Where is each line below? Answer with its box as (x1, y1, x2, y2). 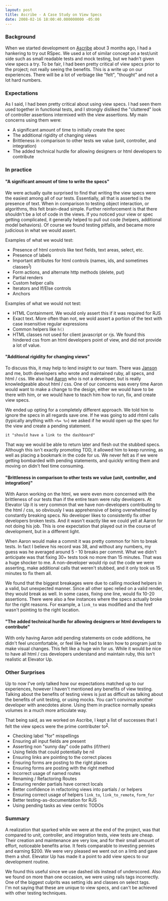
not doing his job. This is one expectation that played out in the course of (5, 523, 156, 529)
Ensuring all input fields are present (12, 738, 86, 744)
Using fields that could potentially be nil (12, 749, 94, 755)
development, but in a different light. (5, 529, 80, 535)
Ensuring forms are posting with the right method (12, 765, 114, 771)
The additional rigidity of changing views (12, 132, 97, 138)
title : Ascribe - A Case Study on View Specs (5, 12, 102, 17)
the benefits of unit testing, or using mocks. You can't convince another (5, 696, 153, 702)
